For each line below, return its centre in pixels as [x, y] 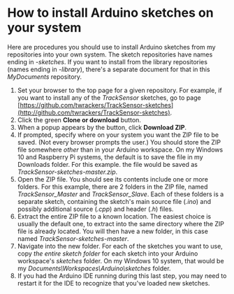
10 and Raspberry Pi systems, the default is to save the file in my [110, 157]
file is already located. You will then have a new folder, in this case [112, 231]
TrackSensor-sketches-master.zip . [67, 172]
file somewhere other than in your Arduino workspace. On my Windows [120, 149]
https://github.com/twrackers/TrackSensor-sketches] [97, 105]
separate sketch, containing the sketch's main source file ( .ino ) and [114, 201]
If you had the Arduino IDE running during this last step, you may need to [122, 275]
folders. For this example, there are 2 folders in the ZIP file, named [112, 186]
